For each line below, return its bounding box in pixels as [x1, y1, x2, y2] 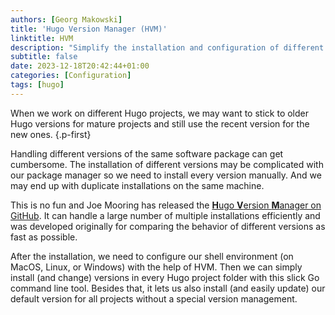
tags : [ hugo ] [10, 80, 65, 90]
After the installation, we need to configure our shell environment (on [10, 250, 294, 262]
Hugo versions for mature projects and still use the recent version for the [10, 117, 310, 130]
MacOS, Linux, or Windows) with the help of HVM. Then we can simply [10, 261, 303, 273]
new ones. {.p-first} [10, 128, 92, 140]
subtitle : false [10, 52, 78, 62]
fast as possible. [10, 231, 78, 243]
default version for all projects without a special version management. [10, 292, 298, 305]
